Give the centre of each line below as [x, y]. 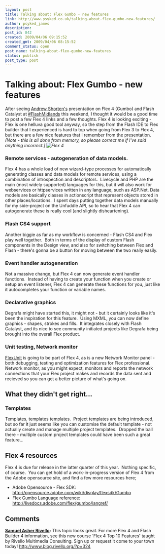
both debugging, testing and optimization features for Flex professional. [78, 363]
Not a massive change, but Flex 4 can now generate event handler [72, 274]
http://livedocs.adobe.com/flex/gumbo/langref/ [60, 503]
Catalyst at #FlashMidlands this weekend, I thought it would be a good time [81, 114]
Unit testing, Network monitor [41, 347]
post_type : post [22, 60]
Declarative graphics [31, 302]
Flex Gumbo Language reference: [46, 498]
